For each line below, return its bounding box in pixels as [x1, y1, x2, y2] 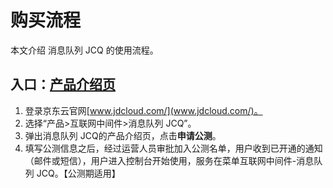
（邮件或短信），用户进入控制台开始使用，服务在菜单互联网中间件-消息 [24, 154, 315, 166]
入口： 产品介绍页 [10, 76, 116, 93]
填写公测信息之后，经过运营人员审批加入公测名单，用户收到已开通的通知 [24, 142, 323, 154]
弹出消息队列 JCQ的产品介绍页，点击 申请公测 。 [24, 129, 222, 141]
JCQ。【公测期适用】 [36, 167, 121, 179]
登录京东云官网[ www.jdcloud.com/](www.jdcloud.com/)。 [24, 104, 263, 116]
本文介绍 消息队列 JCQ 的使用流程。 [10, 44, 159, 56]
